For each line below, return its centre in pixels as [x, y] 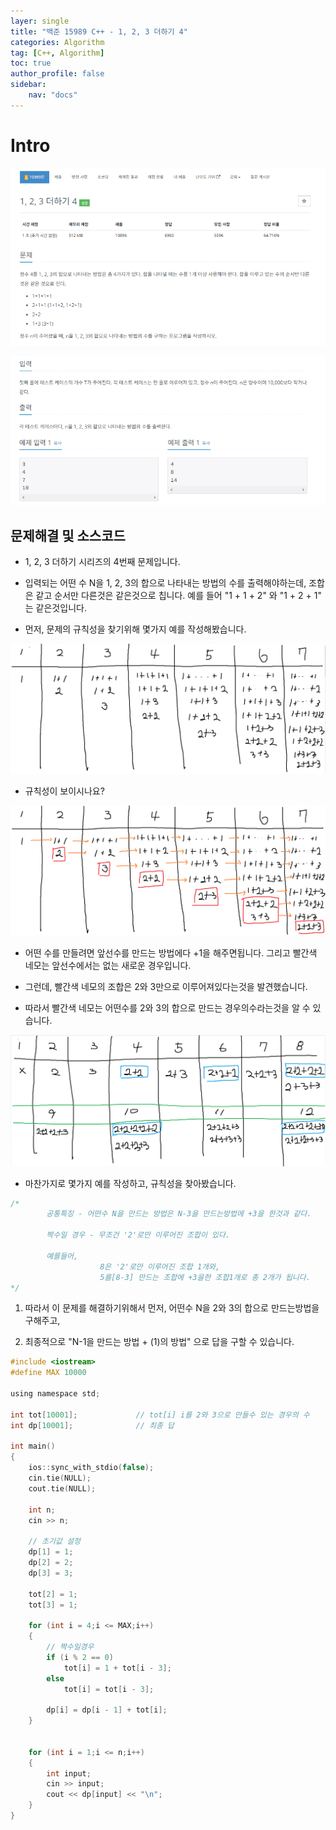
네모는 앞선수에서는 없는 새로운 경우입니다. [108, 966]
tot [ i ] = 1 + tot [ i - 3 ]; [117, 1668]
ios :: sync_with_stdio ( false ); [91, 1468]
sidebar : [28, 85]
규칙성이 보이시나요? [64, 791]
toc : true [31, 63]
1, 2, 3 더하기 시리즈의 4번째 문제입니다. [102, 562]
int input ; [69, 1773]
